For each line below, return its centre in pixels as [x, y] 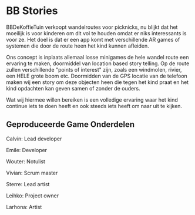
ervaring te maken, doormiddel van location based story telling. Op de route [98, 63]
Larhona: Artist [24, 207]
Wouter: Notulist [26, 161]
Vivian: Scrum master [32, 173]
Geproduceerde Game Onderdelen [70, 125]
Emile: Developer [27, 150]
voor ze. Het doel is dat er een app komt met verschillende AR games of [93, 39]
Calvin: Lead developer [34, 139]
